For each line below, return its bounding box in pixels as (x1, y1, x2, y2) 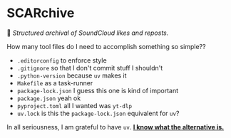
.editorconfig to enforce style (16, 55, 108, 65)
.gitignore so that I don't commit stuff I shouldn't (16, 63, 163, 72)
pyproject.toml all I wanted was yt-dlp (16, 101, 133, 110)
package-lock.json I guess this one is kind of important (16, 86, 179, 95)
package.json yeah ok (16, 94, 81, 102)
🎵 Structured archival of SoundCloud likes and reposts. (6, 28, 169, 37)
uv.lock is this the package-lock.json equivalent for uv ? (16, 109, 180, 117)
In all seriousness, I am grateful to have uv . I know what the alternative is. (6, 122, 225, 131)
